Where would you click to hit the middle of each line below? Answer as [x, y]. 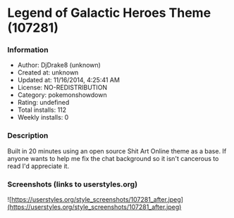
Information [28, 50]
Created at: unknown [48, 72]
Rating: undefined [43, 103]
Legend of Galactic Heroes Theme [109, 13]
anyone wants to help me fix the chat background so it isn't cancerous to [113, 158]
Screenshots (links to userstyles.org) [73, 184]
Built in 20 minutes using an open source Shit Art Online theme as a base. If [117, 151]
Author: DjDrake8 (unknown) [59, 65]
